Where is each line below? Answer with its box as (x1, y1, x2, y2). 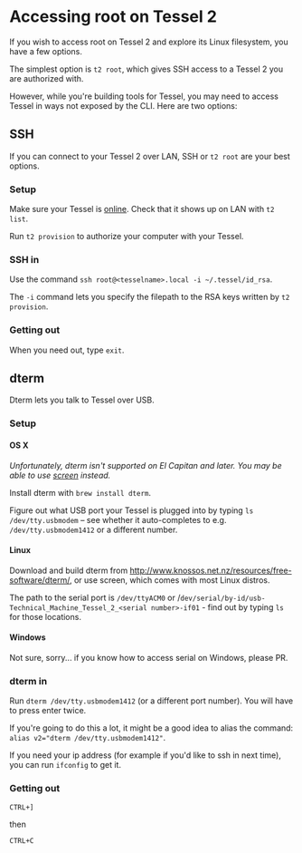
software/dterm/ (9, 574, 71, 586)
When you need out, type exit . (9, 344, 125, 355)
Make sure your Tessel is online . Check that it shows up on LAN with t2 (9, 204, 275, 215)
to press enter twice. (9, 705, 87, 716)
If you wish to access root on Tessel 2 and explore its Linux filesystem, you (9, 36, 288, 47)
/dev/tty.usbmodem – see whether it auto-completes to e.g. (9, 514, 227, 525)
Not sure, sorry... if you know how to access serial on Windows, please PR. (9, 652, 288, 663)
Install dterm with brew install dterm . (9, 487, 152, 498)
